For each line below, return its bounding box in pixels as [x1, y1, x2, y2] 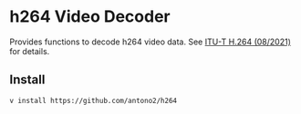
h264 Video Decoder [9, 6, 171, 27]
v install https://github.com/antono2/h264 [9, 96, 178, 105]
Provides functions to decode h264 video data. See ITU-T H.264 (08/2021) [9, 36, 292, 47]
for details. [9, 45, 50, 56]
